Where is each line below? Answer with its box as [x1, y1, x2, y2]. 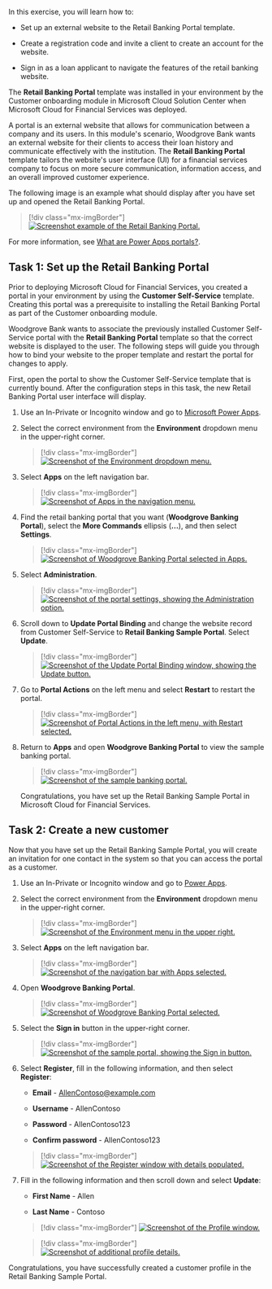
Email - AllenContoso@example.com [32, 1087, 156, 1098]
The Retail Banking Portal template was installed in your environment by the [8, 87, 264, 97]
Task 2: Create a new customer [8, 823, 169, 837]
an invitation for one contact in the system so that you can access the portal [8, 853, 263, 863]
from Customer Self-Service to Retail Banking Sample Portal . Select [19, 627, 250, 637]
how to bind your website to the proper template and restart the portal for [8, 349, 254, 359]
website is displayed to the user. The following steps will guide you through [8, 341, 260, 351]
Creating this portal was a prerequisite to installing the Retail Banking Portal [8, 299, 261, 309]
